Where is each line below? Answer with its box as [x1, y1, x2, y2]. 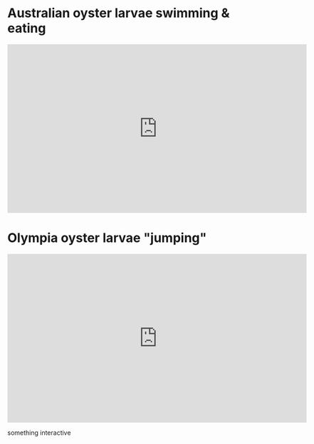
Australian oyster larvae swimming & [7, 5, 230, 21]
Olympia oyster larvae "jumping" [7, 230, 207, 246]
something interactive [7, 428, 71, 437]
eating [7, 20, 46, 36]
